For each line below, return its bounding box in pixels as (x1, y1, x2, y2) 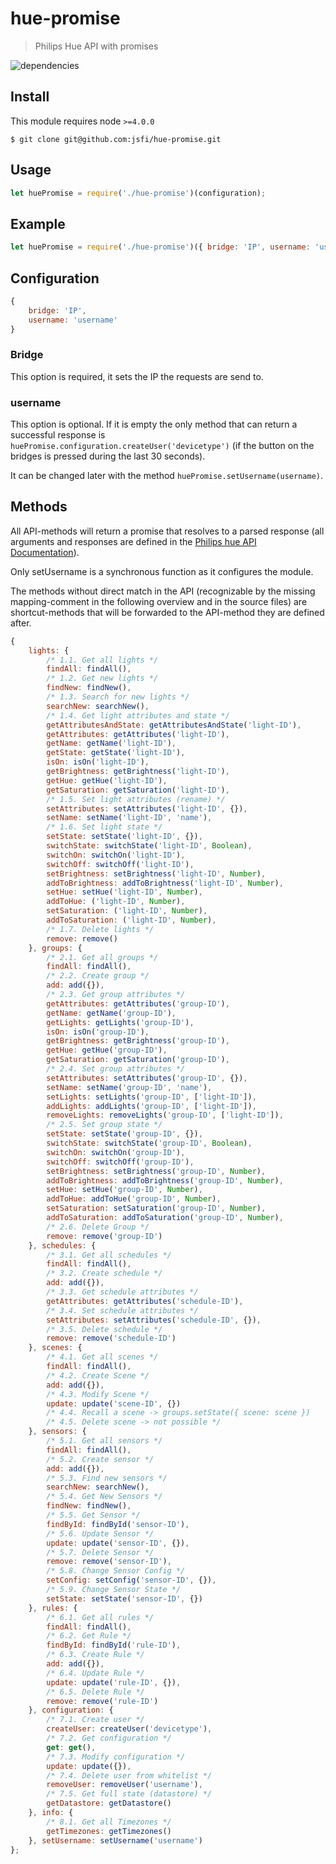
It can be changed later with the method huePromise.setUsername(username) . (10, 470, 324, 482)
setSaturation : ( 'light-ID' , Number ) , (46, 906, 208, 916)
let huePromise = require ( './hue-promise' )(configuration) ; (10, 188, 267, 198)
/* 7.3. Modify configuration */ (46, 1752, 186, 1762)
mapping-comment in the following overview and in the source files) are (10, 595, 308, 607)
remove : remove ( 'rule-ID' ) (46, 1696, 159, 1706)
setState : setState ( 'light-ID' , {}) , (46, 832, 203, 842)
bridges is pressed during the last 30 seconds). (10, 450, 206, 462)
